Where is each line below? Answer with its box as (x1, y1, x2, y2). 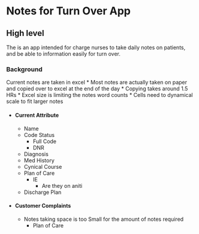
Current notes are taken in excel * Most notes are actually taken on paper (6, 79, 188, 86)
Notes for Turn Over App (6, 4, 131, 18)
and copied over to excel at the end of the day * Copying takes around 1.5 (6, 85, 188, 92)
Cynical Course (23, 163, 62, 170)
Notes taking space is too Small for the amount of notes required (23, 215, 184, 223)
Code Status (23, 131, 55, 138)
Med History (23, 157, 55, 164)
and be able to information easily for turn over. (6, 50, 121, 57)
